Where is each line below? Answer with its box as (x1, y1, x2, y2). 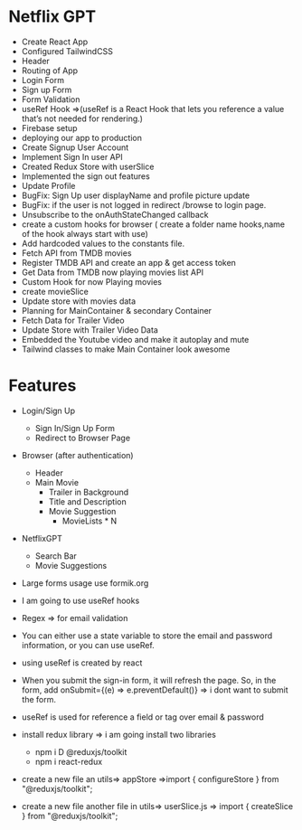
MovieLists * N (61, 515, 118, 526)
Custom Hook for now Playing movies (21, 276, 162, 287)
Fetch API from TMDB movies (21, 247, 132, 259)
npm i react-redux (34, 756, 103, 767)
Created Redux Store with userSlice (21, 161, 155, 172)
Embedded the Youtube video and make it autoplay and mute (21, 334, 250, 344)
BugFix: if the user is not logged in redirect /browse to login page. (21, 199, 267, 210)
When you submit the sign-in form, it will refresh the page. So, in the (21, 674, 277, 685)
